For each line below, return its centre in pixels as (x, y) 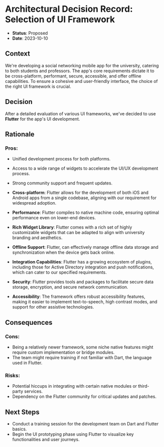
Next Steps (22, 412)
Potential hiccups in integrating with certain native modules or (74, 386)
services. (34, 392)
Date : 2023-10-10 (30, 38)
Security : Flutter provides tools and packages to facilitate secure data (83, 282)
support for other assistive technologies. (53, 307)
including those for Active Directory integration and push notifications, (83, 267)
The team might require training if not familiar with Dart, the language (82, 357)
